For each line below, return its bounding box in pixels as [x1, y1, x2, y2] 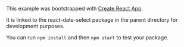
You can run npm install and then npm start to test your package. [6, 34, 169, 41]
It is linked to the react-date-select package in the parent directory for [6, 16, 178, 23]
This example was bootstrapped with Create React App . [6, 5, 144, 12]
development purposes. [6, 23, 65, 29]
